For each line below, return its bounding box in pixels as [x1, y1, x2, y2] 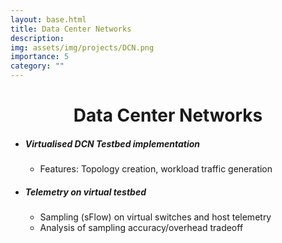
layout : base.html [10, 14, 87, 25]
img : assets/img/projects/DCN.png [10, 42, 155, 53]
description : [10, 33, 65, 43]
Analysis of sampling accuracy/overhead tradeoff [39, 222, 244, 234]
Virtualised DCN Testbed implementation [24, 137, 201, 150]
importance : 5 [10, 52, 70, 62]
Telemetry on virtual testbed [24, 186, 147, 198]
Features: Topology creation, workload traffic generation [39, 163, 273, 175]
